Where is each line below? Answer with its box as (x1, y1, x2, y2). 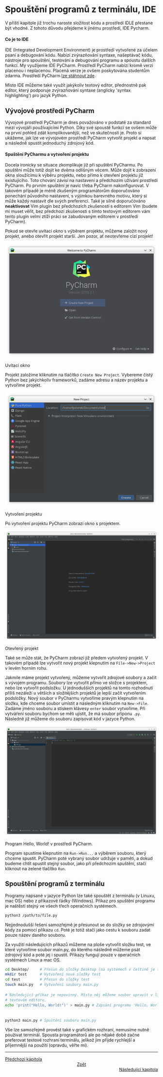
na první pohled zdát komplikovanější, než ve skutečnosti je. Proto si (5, 130, 142, 135)
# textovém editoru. (5, 997, 47, 1002)
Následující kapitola (119, 1067, 158, 1073)
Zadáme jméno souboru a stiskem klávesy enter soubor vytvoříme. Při (5, 706, 146, 712)
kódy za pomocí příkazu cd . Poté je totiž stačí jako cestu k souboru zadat (5, 927, 150, 933)
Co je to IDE (5, 36, 29, 42)
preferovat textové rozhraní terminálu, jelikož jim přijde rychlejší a (5, 1037, 135, 1043)
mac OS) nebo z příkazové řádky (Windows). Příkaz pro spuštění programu (5, 897, 155, 904)
